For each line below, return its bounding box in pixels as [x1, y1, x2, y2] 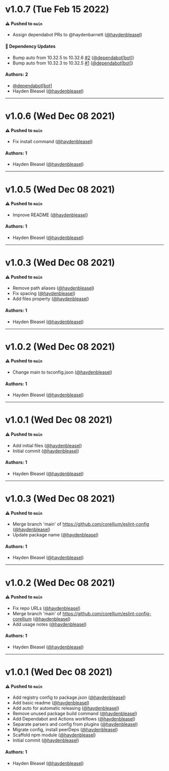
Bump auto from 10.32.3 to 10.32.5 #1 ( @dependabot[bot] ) [12, 60, 133, 66]
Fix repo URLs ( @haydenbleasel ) [12, 605, 81, 611]
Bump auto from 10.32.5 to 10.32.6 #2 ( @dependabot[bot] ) [12, 54, 134, 61]
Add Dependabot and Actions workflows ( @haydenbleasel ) [12, 716, 136, 722]
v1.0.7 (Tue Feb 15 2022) [5, 4, 109, 15]
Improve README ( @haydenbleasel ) [12, 212, 88, 218]
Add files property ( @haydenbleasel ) [12, 296, 90, 302]
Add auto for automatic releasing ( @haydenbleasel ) [12, 705, 120, 711]
